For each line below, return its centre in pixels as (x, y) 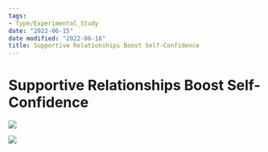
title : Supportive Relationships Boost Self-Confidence (104, 46)
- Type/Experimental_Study (54, 23)
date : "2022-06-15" (41, 31)
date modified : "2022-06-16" (57, 38)
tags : (17, 16)
